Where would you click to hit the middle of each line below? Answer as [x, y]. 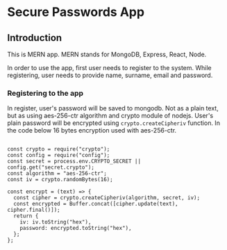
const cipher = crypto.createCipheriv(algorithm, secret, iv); [107, 198]
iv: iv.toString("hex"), [56, 222]
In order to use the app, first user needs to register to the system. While [109, 68]
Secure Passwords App [76, 12]
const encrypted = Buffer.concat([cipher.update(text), [96, 204]
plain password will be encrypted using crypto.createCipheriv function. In [114, 123]
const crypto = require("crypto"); [59, 149]
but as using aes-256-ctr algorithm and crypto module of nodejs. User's [110, 116]
